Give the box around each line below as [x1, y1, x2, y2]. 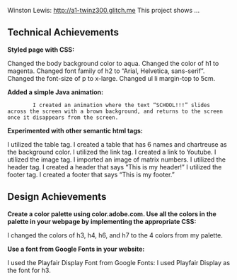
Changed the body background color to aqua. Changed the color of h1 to [7, 59, 219, 67]
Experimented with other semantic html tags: [7, 126, 144, 135]
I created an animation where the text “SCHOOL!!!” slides [33, 101, 211, 108]
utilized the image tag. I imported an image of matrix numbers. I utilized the [7, 155, 226, 164]
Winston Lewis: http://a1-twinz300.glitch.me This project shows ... [7, 6, 200, 14]
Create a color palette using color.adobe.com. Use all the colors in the [7, 209, 217, 218]
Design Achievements [7, 191, 107, 203]
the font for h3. [7, 266, 51, 274]
